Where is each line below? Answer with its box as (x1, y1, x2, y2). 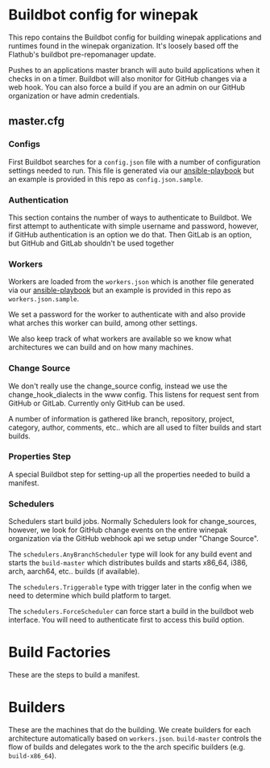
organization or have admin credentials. (8, 90, 140, 100)
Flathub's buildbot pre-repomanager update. (8, 49, 156, 59)
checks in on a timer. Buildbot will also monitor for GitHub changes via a (8, 73, 247, 83)
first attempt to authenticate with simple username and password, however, (8, 220, 260, 231)
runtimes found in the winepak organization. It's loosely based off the (8, 40, 239, 50)
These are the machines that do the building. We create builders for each (8, 724, 251, 734)
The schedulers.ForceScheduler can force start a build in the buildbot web (8, 606, 254, 616)
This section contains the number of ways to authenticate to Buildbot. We (8, 212, 252, 222)
